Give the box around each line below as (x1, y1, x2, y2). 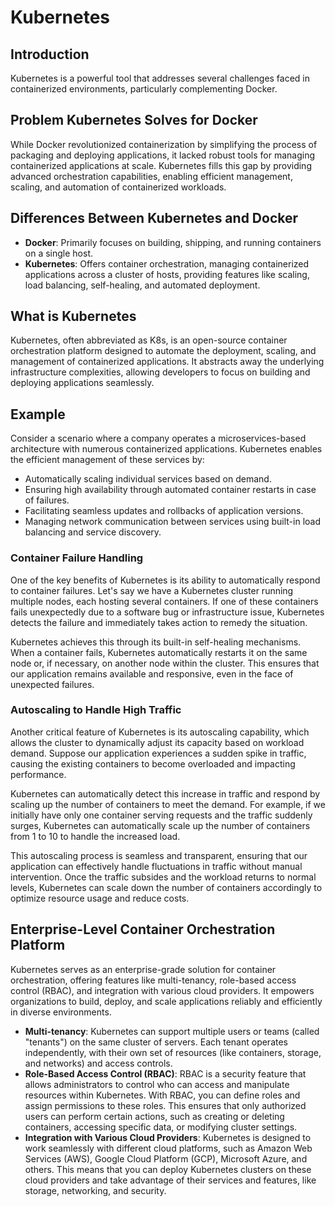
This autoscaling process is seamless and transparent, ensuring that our (10, 849, 308, 861)
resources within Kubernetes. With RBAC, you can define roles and (24, 1089, 301, 1101)
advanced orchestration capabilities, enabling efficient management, (10, 170, 293, 182)
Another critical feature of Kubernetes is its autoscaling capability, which (10, 726, 310, 738)
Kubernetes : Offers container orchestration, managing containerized (24, 257, 310, 270)
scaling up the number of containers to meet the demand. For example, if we (10, 798, 326, 810)
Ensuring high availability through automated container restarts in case (24, 484, 317, 496)
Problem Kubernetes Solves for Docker (10, 112, 258, 129)
